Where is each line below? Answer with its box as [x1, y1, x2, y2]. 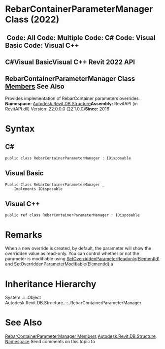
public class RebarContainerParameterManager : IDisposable [5, 156, 132, 160]
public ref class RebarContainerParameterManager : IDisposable [5, 213, 140, 218]
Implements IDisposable [14, 186, 63, 191]
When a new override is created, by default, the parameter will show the [5, 245, 152, 252]
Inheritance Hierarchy [5, 278, 97, 289]
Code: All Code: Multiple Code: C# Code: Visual [6, 33, 156, 42]
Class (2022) [5, 14, 60, 25]
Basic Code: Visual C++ [5, 41, 80, 50]
